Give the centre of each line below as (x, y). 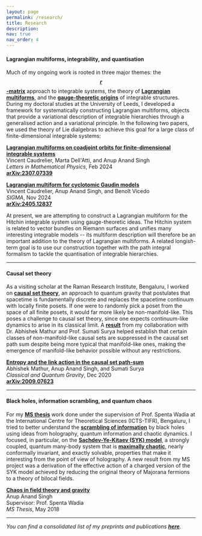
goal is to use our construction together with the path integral (95, 248)
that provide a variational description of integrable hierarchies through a (95, 117)
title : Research (26, 23)
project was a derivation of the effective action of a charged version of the (98, 465)
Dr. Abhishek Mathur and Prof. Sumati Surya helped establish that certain (97, 331)
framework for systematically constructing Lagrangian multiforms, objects (98, 110)
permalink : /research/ (35, 17)
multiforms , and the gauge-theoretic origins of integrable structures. (93, 97)
